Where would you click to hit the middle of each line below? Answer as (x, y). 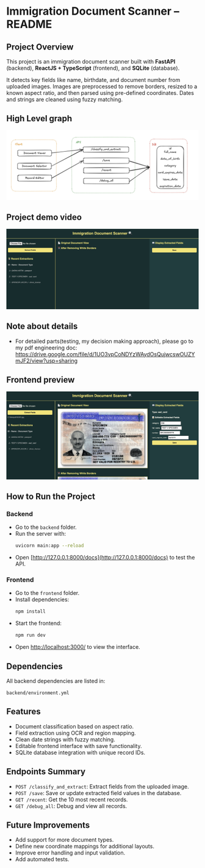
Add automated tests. (42, 859)
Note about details (42, 327)
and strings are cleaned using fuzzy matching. (65, 99)
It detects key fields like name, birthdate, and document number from (93, 80)
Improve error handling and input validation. (70, 853)
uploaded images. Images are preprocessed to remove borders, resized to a (102, 86)
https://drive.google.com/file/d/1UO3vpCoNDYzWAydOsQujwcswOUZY (105, 354)
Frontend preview (41, 380)
